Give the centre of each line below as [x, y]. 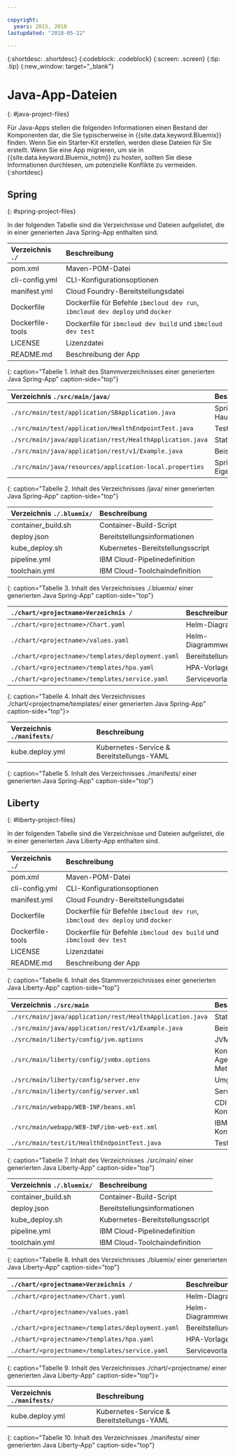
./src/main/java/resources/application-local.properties [107, 467]
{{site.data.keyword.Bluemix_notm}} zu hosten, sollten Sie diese [100, 158]
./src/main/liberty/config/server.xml [75, 1091]
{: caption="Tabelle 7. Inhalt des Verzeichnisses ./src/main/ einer [100, 1160]
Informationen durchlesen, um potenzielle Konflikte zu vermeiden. [102, 165]
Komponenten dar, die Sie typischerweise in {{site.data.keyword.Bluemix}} [114, 135]
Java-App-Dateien [62, 95]
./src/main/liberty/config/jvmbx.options [81, 1060]
